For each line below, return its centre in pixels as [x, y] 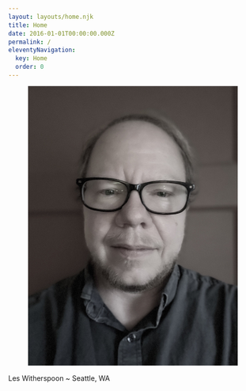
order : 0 [30, 67]
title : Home [28, 25]
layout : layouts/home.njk [51, 17]
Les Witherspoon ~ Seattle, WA [59, 378]
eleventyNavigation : [42, 50]
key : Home [31, 59]
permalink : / [30, 42]
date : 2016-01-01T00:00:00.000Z [61, 33]
